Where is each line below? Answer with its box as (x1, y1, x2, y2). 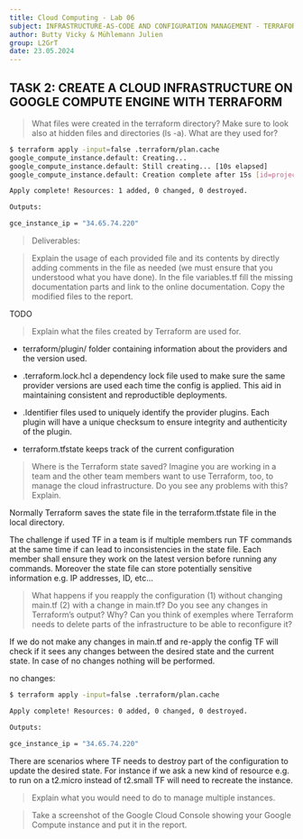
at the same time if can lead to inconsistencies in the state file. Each (9, 544, 262, 555)
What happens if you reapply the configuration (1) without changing (31, 590, 283, 601)
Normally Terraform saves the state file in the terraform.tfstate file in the (9, 507, 277, 518)
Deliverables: (31, 235, 81, 246)
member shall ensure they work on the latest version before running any (9, 553, 278, 564)
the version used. (22, 353, 87, 364)
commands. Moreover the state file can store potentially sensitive (9, 563, 252, 574)
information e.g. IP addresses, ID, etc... (9, 573, 153, 584)
